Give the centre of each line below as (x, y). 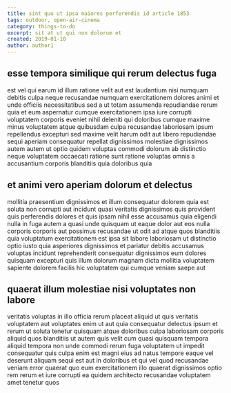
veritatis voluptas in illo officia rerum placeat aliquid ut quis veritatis (103, 316)
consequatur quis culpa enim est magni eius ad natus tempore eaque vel (110, 353)
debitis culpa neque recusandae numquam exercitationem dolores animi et (113, 97)
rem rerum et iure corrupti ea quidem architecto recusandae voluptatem (109, 375)
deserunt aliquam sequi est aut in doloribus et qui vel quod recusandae (108, 361)
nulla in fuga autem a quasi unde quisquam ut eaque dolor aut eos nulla (109, 223)
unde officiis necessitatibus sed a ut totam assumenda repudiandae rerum (113, 105)
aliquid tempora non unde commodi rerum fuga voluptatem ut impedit (106, 346)
